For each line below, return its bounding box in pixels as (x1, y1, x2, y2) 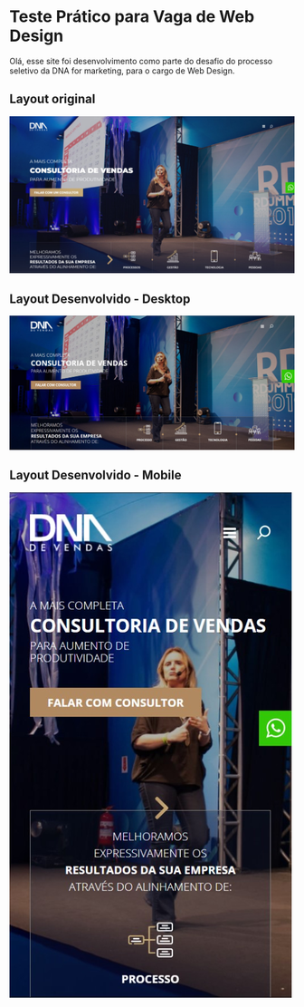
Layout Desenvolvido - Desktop (9, 291, 191, 306)
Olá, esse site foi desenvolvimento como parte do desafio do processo (9, 55, 273, 66)
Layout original (9, 92, 96, 107)
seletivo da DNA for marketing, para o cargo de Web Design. (9, 65, 235, 76)
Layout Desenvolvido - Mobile (9, 468, 182, 483)
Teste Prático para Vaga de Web (9, 6, 255, 27)
